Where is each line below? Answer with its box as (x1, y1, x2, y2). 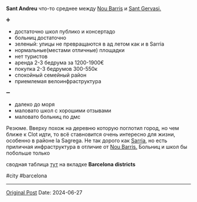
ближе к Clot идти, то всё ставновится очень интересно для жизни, (6, 131, 176, 138)
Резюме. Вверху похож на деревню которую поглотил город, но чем (6, 125, 179, 131)
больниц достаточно (14, 35, 66, 41)
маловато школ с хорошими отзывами (14, 107, 111, 114)
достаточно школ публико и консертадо (14, 28, 116, 35)
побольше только (6, 149, 50, 156)
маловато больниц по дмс (14, 114, 81, 120)
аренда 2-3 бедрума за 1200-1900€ (14, 59, 104, 66)
